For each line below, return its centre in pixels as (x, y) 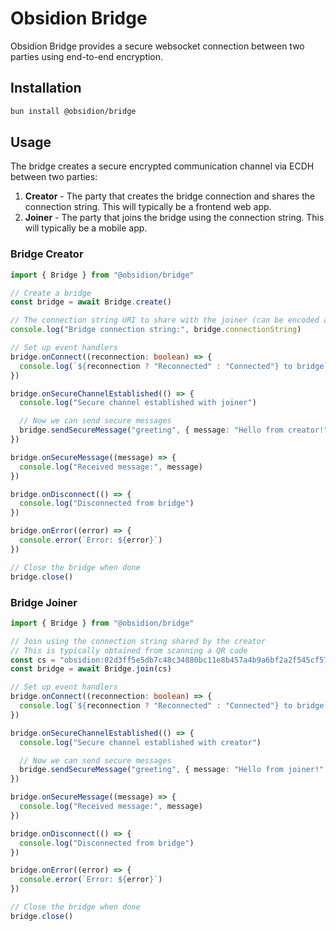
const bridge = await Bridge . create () (91, 302)
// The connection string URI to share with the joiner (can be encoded (165, 320)
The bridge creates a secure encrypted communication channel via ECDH (162, 166)
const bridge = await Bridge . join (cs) (91, 669)
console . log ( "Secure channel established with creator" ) (140, 742)
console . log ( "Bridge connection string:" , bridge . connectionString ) (156, 330)
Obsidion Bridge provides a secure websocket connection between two (157, 46)
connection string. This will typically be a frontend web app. (148, 207)
